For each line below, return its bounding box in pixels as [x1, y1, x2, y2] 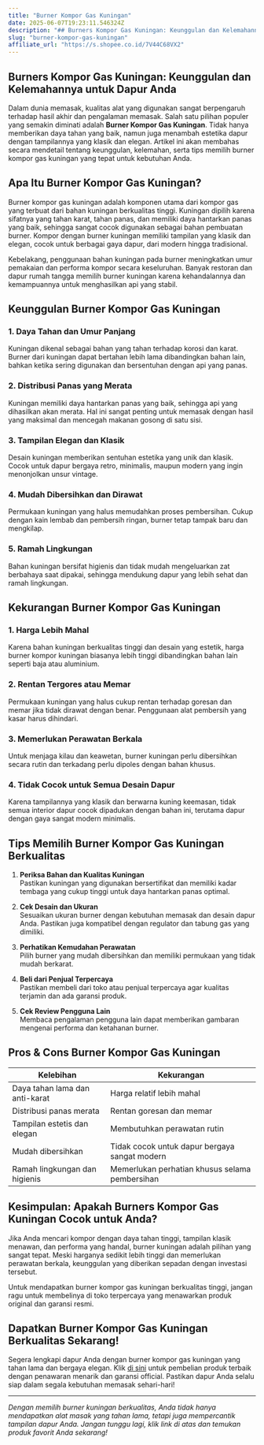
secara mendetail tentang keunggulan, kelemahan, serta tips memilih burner [8, 145, 255, 155]
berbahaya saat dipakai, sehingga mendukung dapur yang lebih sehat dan [8, 569, 248, 579]
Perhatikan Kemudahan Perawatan [19, 943, 136, 952]
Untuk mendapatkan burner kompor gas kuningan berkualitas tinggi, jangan [8, 1282, 253, 1291]
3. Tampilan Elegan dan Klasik [8, 434, 125, 445]
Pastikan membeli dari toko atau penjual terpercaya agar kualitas [19, 983, 229, 993]
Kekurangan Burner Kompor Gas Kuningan [8, 601, 222, 615]
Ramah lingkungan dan [12, 1164, 97, 1175]
